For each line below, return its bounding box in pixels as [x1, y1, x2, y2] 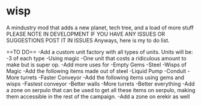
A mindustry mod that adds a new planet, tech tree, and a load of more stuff [6, 24, 194, 31]
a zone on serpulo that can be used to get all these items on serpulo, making [6, 86, 196, 93]
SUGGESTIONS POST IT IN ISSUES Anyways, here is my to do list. [6, 37, 170, 44]
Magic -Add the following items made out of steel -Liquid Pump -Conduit [6, 67, 187, 74]
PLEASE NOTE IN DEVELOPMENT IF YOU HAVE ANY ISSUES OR [6, 30, 166, 37]
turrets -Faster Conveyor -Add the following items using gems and [20, 74, 185, 81]
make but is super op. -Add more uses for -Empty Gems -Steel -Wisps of [6, 61, 187, 68]
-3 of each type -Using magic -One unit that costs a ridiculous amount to [6, 54, 187, 62]
